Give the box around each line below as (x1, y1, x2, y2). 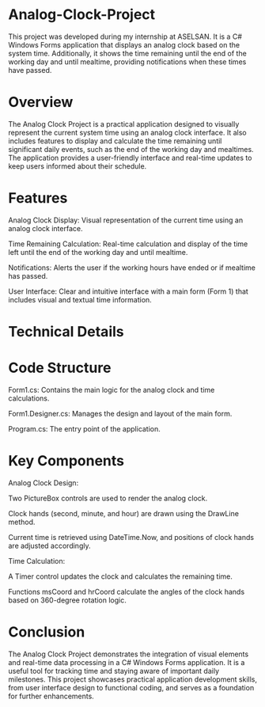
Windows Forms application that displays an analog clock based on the (8, 40, 240, 49)
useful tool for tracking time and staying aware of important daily (8, 666, 220, 675)
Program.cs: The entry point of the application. (8, 424, 161, 433)
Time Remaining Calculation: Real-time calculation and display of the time (8, 239, 248, 249)
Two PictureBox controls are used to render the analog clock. (8, 493, 208, 503)
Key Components (8, 452, 125, 470)
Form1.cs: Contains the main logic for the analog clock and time (8, 385, 215, 394)
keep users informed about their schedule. (8, 161, 147, 171)
